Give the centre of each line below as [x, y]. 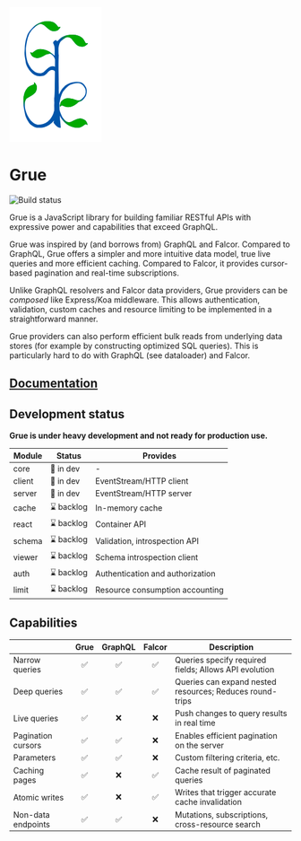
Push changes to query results [231, 714]
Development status [67, 414]
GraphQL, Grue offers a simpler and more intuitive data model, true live [140, 253]
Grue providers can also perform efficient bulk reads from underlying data [146, 336]
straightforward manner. [54, 319]
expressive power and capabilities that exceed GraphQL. [114, 226]
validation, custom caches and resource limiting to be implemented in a [141, 309]
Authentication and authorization [155, 574]
